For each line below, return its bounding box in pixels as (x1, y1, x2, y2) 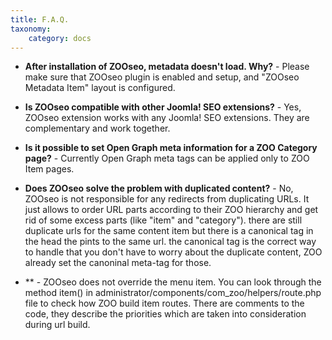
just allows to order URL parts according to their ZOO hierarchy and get (24, 204, 319, 216)
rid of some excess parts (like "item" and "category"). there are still (24, 214, 303, 226)
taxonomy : (10, 24, 52, 34)
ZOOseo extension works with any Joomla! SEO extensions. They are (24, 112, 310, 124)
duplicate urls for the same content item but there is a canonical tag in (24, 225, 314, 237)
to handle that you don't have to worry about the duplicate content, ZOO (24, 246, 323, 258)
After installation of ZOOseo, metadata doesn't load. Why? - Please (24, 61, 310, 73)
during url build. (24, 319, 91, 331)
